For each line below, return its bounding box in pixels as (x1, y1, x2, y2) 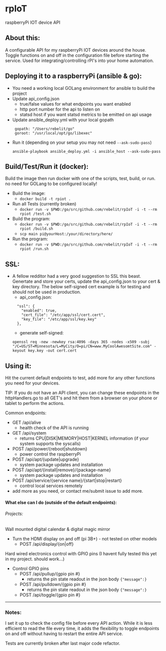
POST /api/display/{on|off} (19, 541, 74, 547)
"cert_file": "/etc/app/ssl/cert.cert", (21, 313, 106, 318)
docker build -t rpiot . (19, 196, 71, 201)
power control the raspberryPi (19, 451, 81, 457)
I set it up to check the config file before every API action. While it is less (5, 620, 153, 626)
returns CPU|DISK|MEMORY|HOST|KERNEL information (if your (19, 435, 149, 441)
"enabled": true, (21, 308, 57, 313)
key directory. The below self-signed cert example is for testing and (12, 284, 151, 290)
